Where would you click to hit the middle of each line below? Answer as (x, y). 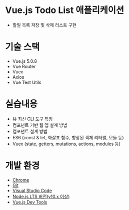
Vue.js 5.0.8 (25, 61)
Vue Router (24, 66)
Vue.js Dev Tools (30, 202)
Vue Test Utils (27, 82)
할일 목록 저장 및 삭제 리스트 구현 (44, 25)
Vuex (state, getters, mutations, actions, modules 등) (66, 144)
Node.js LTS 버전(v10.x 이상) (41, 196)
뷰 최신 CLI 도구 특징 (32, 119)
